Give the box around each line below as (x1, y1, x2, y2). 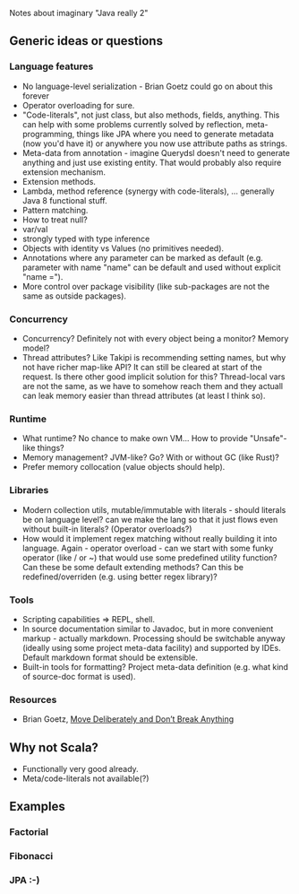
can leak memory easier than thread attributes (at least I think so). (21, 390, 266, 401)
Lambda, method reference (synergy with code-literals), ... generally (21, 186, 275, 196)
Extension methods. (21, 176, 97, 187)
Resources (9, 693, 57, 706)
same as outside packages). (21, 291, 127, 301)
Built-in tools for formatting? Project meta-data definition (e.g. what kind (21, 661, 289, 672)
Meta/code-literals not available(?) (21, 773, 149, 784)
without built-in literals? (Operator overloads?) (21, 524, 192, 534)
